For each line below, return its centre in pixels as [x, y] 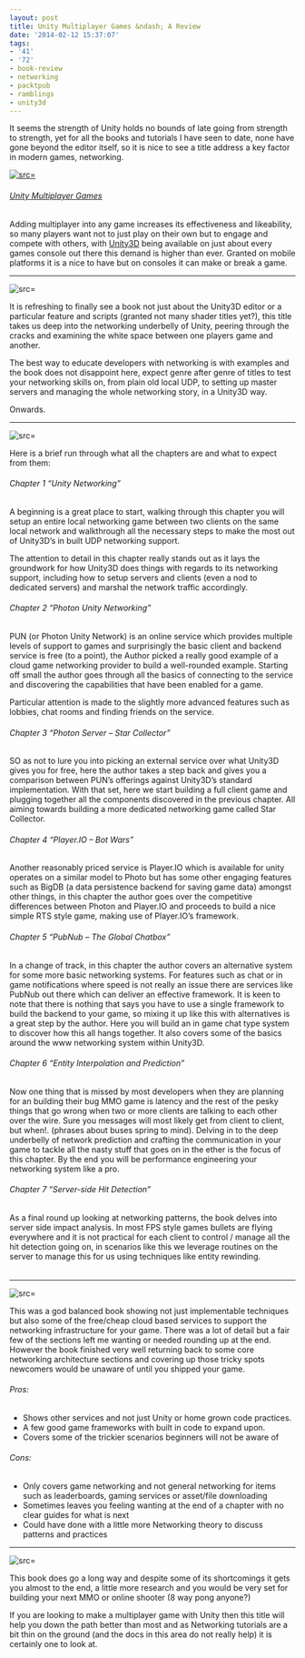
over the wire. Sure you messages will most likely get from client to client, [147, 1120]
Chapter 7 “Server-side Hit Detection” [80, 1190]
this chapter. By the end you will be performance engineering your [133, 1159]
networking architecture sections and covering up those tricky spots [137, 1359]
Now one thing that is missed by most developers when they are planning [147, 1091]
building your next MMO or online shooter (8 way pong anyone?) [130, 1598]
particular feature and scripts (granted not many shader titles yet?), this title [151, 316]
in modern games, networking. [67, 157]
